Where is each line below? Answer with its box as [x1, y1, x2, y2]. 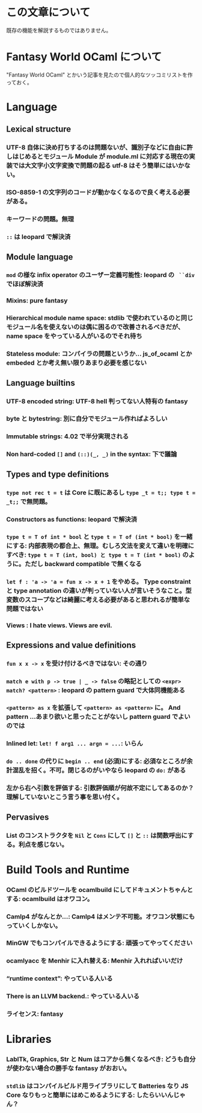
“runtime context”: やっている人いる [6, 974, 113, 983]
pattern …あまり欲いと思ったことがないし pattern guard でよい [6, 713, 191, 721]
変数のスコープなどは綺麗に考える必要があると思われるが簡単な [6, 596, 191, 604]
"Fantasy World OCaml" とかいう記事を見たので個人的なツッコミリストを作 [6, 71, 194, 78]
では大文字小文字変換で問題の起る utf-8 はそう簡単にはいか [12, 161, 185, 170]
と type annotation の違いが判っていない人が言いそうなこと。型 [6, 587, 192, 595]
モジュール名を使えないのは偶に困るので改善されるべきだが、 [6, 323, 185, 331]
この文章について [6, 5, 91, 19]
